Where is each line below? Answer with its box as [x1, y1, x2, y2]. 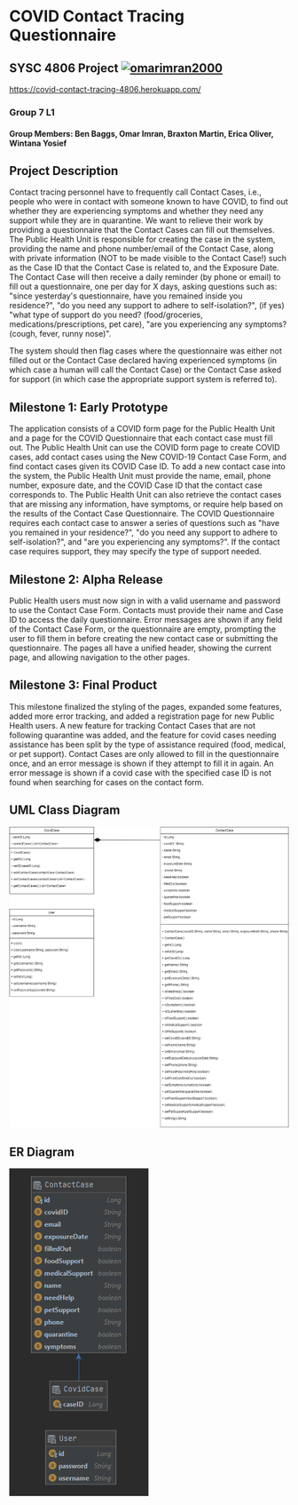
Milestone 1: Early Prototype [9, 400, 169, 415]
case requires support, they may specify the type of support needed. [9, 546, 262, 557]
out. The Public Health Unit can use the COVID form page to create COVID [9, 442, 281, 453]
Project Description [9, 163, 119, 179]
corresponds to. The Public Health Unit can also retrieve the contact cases [9, 490, 282, 500]
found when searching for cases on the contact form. [9, 776, 204, 787]
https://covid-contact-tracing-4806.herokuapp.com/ [9, 84, 201, 94]
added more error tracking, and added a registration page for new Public [9, 711, 275, 721]
